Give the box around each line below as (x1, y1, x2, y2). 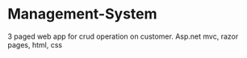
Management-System (7, 5, 158, 23)
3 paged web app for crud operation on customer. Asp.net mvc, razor (7, 31, 239, 41)
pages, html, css (7, 39, 62, 49)
